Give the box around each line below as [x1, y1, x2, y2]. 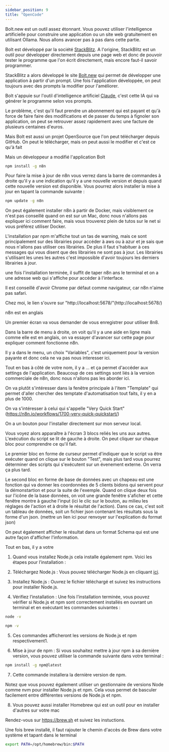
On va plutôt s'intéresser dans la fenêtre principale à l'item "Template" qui [5, 385, 158, 391]
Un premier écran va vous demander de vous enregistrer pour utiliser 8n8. [5, 319, 159, 325]
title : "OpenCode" [5, 12, 44, 17]
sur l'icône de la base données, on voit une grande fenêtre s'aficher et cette [5, 492, 163, 498]
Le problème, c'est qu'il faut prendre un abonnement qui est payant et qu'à [5, 108, 161, 114]
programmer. [5, 62, 32, 68]
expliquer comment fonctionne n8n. [5, 340, 79, 346]
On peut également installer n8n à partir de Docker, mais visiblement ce [5, 207, 154, 214]
